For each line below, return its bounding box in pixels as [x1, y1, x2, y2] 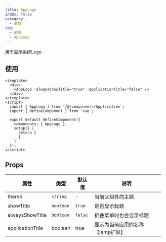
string [51, 194, 67, 199]
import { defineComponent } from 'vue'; [9, 108, 94, 114]
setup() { [14, 125, 35, 131]
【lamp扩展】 [94, 228, 126, 235]
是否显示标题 [94, 202, 124, 209]
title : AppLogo [5, 7, 37, 12]
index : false [5, 12, 32, 17]
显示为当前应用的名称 [94, 221, 144, 228]
